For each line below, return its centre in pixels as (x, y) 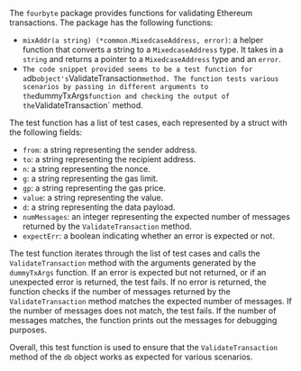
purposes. (28, 330)
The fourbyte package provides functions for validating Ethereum (131, 13)
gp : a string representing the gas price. (94, 188)
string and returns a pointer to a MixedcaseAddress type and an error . (151, 59)
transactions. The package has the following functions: (111, 23)
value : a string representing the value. (93, 198)
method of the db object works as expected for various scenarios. (131, 357)
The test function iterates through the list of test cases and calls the (135, 253)
